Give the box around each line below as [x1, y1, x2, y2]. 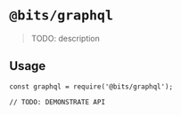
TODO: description [30, 33, 101, 43]
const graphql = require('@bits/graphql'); [9, 82, 174, 91]
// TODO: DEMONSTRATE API [9, 97, 105, 106]
